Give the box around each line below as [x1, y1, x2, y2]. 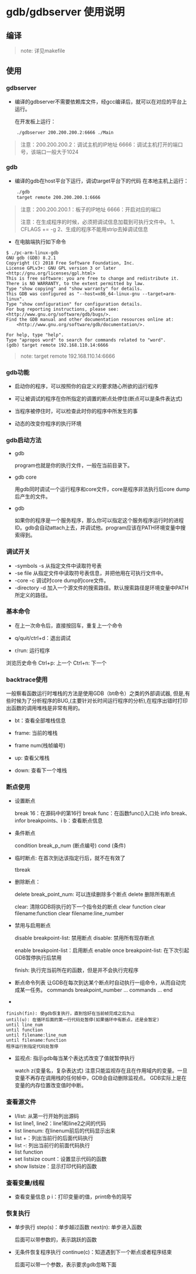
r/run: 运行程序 [14, 646, 50, 654]
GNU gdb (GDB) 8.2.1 [6, 255, 57, 261]
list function [14, 1148, 43, 1156]
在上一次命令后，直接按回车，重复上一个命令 [14, 622, 123, 629]
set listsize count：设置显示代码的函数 [14, 1155, 107, 1162]
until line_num [6, 1022, 43, 1028]
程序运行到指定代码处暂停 [6, 1043, 59, 1050]
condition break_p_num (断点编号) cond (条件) [14, 842, 126, 849]
